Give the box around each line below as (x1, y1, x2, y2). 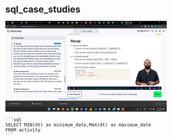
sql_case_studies (5, 4, 81, 15)
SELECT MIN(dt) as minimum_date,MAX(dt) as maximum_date (5, 122, 152, 128)
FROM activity (5, 127, 41, 133)
